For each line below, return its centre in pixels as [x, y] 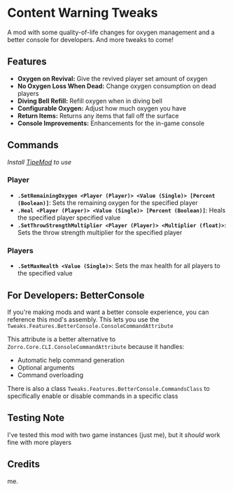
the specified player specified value [69, 218]
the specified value [45, 273]
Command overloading [50, 375]
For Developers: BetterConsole [76, 295]
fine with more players [40, 442]
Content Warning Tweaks [83, 13]
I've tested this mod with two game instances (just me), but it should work [114, 434]
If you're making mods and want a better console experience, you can [108, 312]
